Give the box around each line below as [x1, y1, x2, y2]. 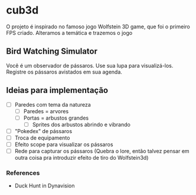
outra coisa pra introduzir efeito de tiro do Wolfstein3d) [14, 154, 149, 161]
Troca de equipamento [14, 134, 70, 141]
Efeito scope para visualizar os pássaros [14, 141, 113, 148]
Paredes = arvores [23, 107, 69, 115]
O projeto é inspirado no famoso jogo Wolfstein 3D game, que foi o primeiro [6, 23, 190, 30]
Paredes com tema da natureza [14, 101, 92, 108]
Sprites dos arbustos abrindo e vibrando [32, 121, 131, 128]
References [6, 168, 40, 177]
